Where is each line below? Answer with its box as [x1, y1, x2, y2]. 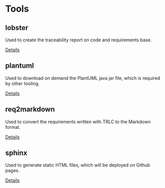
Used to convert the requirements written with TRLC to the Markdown [5, 118, 151, 125]
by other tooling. [5, 80, 40, 87]
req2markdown [5, 105, 55, 114]
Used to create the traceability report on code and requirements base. [5, 37, 152, 43]
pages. [5, 168, 20, 174]
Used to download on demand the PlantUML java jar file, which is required [5, 75, 160, 81]
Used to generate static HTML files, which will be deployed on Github [5, 162, 151, 168]
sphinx [5, 149, 28, 157]
